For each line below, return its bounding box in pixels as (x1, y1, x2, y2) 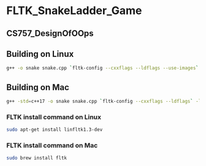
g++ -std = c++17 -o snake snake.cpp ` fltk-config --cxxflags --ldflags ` (6, 99, 193, 105)
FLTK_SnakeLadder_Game (6, 4, 142, 18)
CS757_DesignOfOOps (6, 28, 94, 39)
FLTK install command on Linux (6, 113, 102, 121)
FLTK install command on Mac (6, 141, 98, 150)
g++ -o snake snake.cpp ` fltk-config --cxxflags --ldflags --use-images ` (6, 65, 199, 71)
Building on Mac (6, 82, 69, 92)
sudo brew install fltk (6, 155, 67, 161)
